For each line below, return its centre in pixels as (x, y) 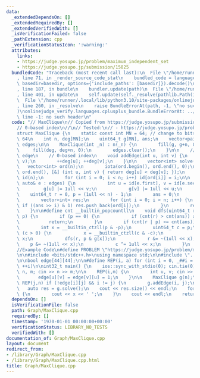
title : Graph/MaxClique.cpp (41, 366)
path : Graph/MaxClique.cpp (45, 311)
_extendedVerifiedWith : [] (45, 28)
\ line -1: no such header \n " (54, 117)
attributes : (26, 51)
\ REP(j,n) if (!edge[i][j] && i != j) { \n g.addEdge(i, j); (104, 283)
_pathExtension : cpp (37, 39)
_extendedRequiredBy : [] (42, 23)
